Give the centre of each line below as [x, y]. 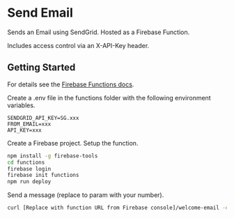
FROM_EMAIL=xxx [29, 124]
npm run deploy [29, 182]
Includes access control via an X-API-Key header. [78, 45]
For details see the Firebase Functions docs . [71, 84]
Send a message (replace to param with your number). [86, 195]
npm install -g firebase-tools [53, 156]
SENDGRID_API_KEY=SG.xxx [43, 118]
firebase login [29, 169]
